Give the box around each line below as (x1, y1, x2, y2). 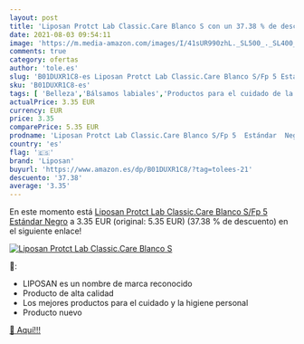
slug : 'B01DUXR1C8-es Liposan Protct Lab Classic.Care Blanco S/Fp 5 (9, 72, 278, 81)
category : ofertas (9, 55, 79, 64)
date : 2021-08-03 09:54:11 (9, 30, 111, 39)
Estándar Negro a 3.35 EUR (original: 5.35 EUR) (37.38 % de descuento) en (9, 216, 289, 227)
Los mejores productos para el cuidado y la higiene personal (22, 298, 249, 309)
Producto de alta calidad (22, 288, 115, 299)
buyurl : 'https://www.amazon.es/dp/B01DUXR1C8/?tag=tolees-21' (9, 165, 253, 174)
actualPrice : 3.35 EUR (9, 97, 95, 107)
